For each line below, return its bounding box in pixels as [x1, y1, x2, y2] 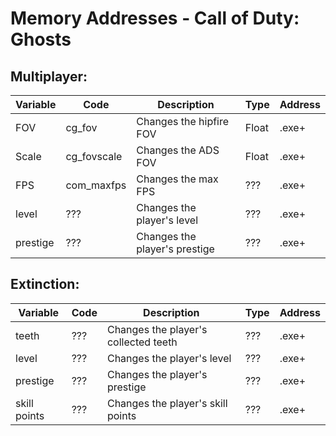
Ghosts [10, 28, 72, 51]
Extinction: [10, 276, 80, 293]
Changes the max [136, 172, 219, 186]
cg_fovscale [65, 150, 123, 163]
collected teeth [106, 335, 178, 349]
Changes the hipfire [136, 115, 230, 128]
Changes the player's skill [106, 396, 228, 410]
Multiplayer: [10, 68, 88, 85]
